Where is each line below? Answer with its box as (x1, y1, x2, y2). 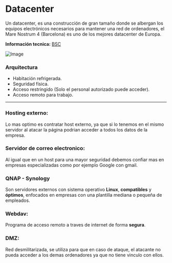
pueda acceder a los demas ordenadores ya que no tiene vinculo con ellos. (5, 252, 164, 258)
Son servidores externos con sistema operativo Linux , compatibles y (5, 186, 152, 193)
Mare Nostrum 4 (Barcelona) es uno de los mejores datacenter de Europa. (5, 31, 162, 37)
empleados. (5, 197, 30, 203)
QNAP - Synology (5, 175, 50, 182)
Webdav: (5, 210, 29, 217)
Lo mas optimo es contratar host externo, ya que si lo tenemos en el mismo (5, 121, 164, 127)
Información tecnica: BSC (5, 41, 61, 47)
